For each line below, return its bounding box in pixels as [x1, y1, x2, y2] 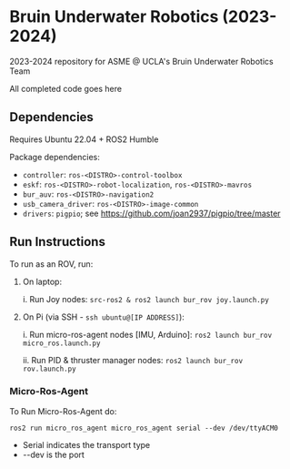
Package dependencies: [9, 151, 100, 162]
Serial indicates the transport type [22, 439, 151, 450]
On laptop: [22, 276, 62, 287]
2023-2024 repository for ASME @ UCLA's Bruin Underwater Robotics [9, 56, 275, 66]
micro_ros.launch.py [22, 339, 101, 348]
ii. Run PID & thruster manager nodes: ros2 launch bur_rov [22, 354, 244, 365]
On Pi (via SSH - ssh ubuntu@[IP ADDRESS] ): [22, 311, 185, 322]
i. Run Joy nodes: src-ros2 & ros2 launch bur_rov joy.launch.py [22, 293, 270, 304]
